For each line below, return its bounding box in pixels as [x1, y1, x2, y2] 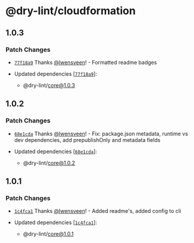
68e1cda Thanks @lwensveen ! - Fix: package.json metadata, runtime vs [14, 130, 188, 137]
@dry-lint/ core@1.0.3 [23, 82, 75, 89]
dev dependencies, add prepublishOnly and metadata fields [14, 136, 161, 143]
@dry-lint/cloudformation [5, 4, 136, 18]
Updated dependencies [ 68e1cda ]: [14, 148, 97, 155]
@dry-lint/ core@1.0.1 [23, 231, 74, 238]
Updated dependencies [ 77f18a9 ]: [14, 70, 97, 77]
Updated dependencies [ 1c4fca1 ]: [14, 219, 97, 226]
